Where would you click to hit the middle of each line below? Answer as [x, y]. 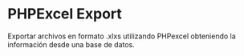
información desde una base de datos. [71, 44]
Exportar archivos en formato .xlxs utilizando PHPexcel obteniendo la [122, 36]
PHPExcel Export [65, 14]
